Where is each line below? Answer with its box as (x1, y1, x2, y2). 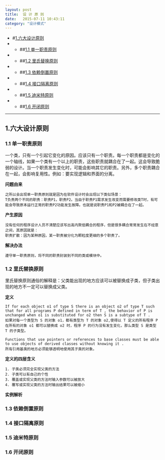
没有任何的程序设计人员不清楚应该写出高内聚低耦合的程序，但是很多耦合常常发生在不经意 (5, 223, 159, 228)
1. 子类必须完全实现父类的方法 (5, 367, 60, 372)
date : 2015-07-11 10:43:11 (5, 16, 65, 21)
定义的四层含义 (5, 356, 35, 362)
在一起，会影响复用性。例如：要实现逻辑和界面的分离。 (5, 171, 117, 177)
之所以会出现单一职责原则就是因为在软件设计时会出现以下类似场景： (5, 192, 122, 197)
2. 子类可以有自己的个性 (5, 372, 49, 377)
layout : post (5, 7, 32, 12)
